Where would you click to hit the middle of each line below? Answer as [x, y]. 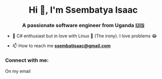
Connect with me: [27, 60]
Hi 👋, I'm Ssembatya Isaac [83, 10]
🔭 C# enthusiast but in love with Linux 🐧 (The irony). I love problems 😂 [84, 36]
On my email [18, 71]
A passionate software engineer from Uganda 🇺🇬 [83, 26]
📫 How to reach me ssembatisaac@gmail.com [61, 46]
